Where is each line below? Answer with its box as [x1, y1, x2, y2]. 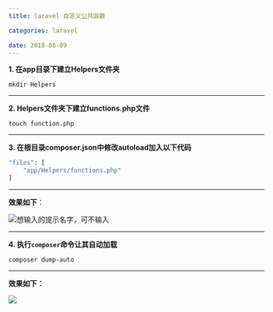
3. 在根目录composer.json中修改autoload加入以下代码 [8, 143, 192, 153]
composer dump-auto [8, 256, 75, 264]
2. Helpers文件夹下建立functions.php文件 [8, 103, 150, 114]
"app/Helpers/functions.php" [23, 167, 122, 175]
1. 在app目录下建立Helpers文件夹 [8, 64, 120, 74]
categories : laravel [8, 26, 79, 35]
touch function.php [8, 119, 75, 128]
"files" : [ [8, 159, 45, 167]
